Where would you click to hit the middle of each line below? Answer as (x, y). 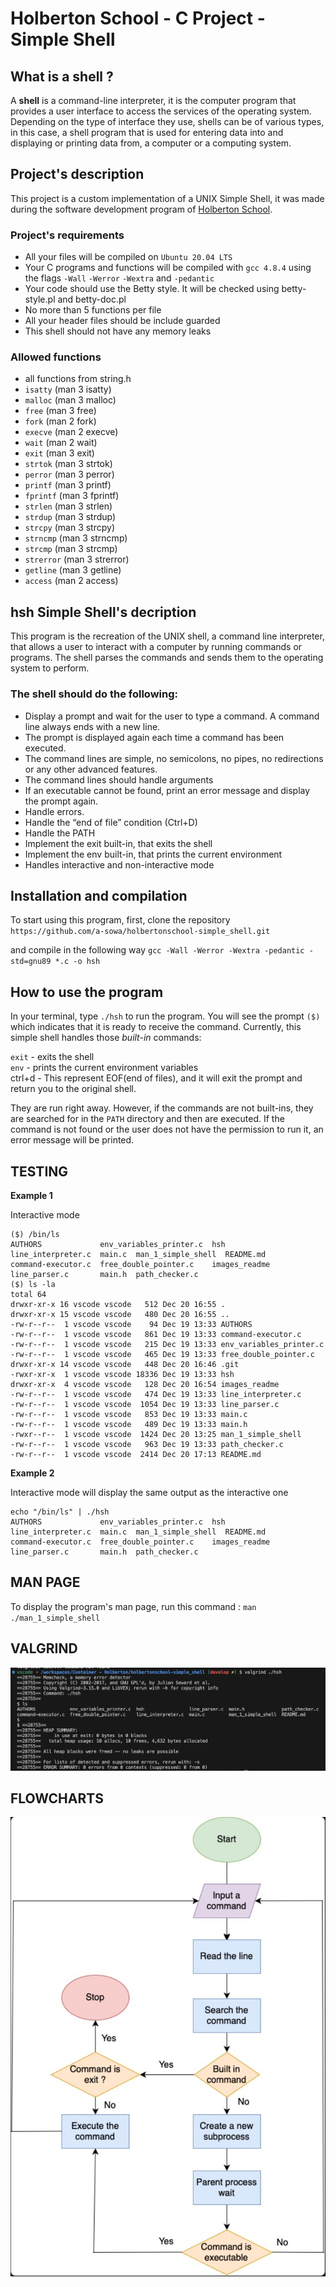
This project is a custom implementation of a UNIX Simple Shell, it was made (167, 198)
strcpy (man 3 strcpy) (69, 528)
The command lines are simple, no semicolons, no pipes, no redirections (174, 758)
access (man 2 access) (71, 581)
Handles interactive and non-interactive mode (119, 864)
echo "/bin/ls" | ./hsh (60, 1512)
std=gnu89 (31, 962)
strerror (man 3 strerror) (77, 559)
